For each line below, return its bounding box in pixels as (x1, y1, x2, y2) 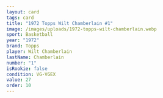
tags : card (6, 15, 34, 21)
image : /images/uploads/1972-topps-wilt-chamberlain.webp (6, 26, 157, 32)
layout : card (6, 9, 40, 15)
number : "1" (6, 60, 37, 66)
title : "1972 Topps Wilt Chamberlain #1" (6, 20, 114, 26)
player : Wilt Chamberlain (6, 49, 72, 55)
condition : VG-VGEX (6, 71, 56, 77)
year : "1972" (6, 37, 40, 43)
